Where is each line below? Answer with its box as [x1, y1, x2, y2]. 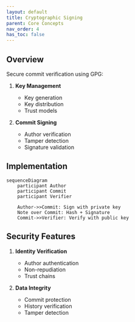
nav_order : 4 [6, 26, 40, 32]
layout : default [6, 9, 47, 15]
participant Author [17, 182, 67, 189]
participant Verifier [17, 193, 72, 199]
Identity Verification [15, 248, 67, 255]
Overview [6, 54, 44, 65]
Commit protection [24, 296, 71, 303]
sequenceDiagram [6, 177, 47, 184]
